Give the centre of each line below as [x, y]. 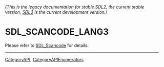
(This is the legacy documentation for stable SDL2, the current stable [75, 7]
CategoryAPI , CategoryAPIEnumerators [44, 59]
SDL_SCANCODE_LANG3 [57, 32]
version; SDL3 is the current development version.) [56, 12]
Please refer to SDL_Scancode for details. [47, 45]
